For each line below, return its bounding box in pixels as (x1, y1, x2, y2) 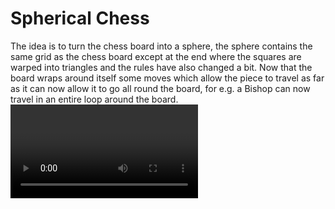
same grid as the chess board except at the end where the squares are (10, 50, 302, 62)
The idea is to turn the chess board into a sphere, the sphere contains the (10, 40, 313, 52)
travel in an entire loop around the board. (10, 93, 179, 105)
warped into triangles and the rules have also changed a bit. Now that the (10, 61, 313, 73)
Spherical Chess (10, 7, 150, 30)
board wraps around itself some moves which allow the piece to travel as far (10, 72, 325, 84)
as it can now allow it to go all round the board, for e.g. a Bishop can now (10, 82, 311, 94)
